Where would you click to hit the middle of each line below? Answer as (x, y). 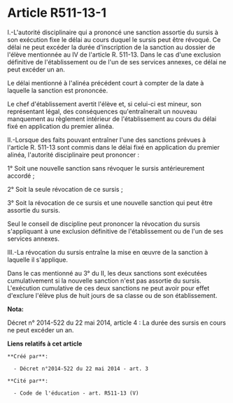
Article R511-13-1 (57, 13)
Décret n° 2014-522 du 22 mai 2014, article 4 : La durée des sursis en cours (116, 323)
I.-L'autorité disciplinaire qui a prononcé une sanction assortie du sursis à (113, 32)
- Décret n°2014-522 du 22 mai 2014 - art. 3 (81, 369)
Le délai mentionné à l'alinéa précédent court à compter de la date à (106, 83)
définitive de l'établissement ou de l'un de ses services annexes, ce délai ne (117, 62)
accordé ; (21, 176)
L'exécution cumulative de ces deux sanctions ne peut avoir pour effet (108, 288)
